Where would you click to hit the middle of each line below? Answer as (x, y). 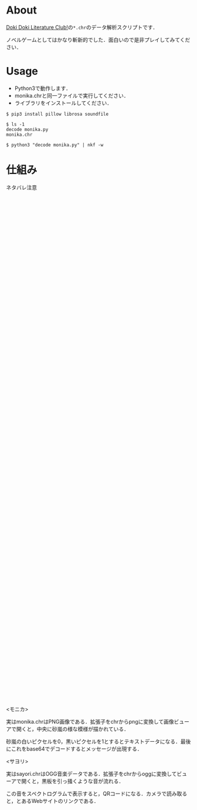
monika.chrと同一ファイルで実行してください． (72, 95)
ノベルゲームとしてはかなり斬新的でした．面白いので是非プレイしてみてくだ (98, 39)
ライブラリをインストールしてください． (63, 103)
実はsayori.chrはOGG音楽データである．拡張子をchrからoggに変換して (91, 774)
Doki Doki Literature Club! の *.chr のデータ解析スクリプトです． (82, 27)
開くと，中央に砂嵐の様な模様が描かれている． (73, 729)
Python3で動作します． (43, 88)
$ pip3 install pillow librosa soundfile (57, 114)
